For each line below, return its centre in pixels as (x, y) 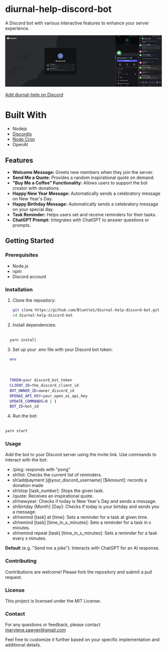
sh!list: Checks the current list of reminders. (57, 475)
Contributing (21, 561)
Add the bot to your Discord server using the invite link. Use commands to (81, 455)
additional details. (23, 645)
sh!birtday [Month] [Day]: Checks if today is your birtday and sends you (86, 506)
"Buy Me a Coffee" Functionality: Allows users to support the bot (80, 183)
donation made (28, 486)
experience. (17, 28)
